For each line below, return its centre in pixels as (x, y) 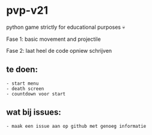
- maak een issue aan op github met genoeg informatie (76, 126)
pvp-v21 (27, 10)
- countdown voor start (36, 94)
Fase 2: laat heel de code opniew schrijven (59, 50)
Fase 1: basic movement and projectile (53, 39)
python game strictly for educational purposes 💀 (65, 27)
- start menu (23, 83)
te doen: (22, 70)
